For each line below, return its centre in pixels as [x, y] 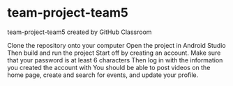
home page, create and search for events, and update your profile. [103, 75]
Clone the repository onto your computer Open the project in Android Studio [116, 45]
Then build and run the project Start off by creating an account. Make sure [114, 53]
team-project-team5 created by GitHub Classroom [80, 32]
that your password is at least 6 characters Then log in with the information [115, 60]
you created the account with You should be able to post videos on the [109, 67]
